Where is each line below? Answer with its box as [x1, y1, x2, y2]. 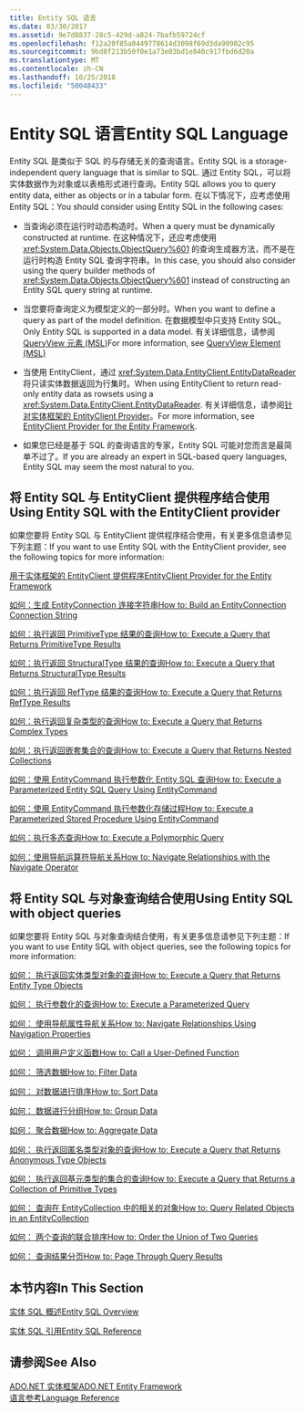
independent [9, 166, 57, 178]
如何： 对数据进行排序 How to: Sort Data [9, 1086, 158, 1097]
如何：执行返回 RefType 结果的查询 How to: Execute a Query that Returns [9, 686, 282, 698]
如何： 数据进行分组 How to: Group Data [9, 1105, 158, 1116]
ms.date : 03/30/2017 [9, 22, 88, 31]
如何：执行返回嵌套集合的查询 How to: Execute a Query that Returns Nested [9, 745, 292, 756]
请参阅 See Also [9, 1354, 97, 1370]
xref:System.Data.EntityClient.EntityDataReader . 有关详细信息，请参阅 [22, 399, 285, 410]
